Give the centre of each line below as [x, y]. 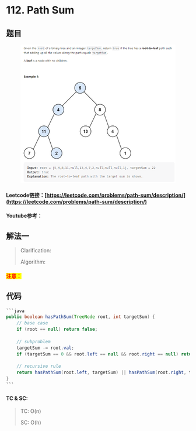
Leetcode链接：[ [26, 195]
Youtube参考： [24, 216]
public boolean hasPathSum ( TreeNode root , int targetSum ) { [81, 317]
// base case [32, 323]
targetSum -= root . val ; [45, 348]
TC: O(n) [31, 411]
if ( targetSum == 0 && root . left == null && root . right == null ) [98, 354]
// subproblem [34, 341]
